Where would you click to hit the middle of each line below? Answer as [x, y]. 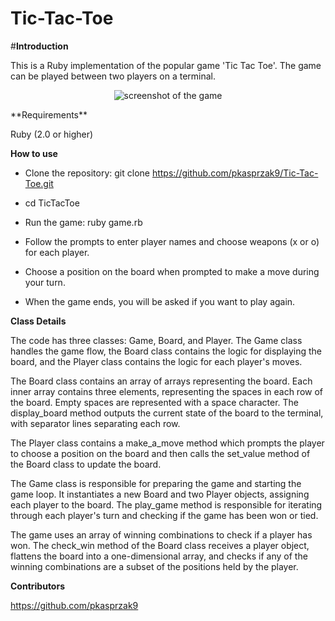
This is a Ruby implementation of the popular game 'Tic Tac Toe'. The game [166, 65]
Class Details [38, 321]
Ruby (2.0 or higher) [52, 134]
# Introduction [39, 46]
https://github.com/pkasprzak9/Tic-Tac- [235, 173]
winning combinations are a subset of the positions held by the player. [154, 566]
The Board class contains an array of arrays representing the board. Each [161, 381]
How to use [34, 153]
